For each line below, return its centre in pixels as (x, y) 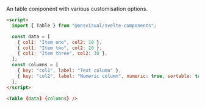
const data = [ (31, 36)
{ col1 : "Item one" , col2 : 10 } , (60, 42)
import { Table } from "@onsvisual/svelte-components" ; (84, 26)
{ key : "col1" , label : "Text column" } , (69, 71)
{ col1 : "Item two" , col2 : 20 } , (60, 48)
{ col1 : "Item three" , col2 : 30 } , (63, 53)
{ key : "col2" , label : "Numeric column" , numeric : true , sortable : (105, 76)
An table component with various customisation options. (77, 9)
